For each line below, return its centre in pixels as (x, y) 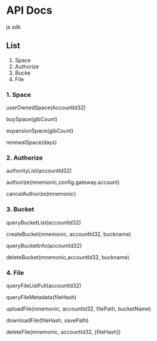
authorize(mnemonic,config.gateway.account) (63, 182)
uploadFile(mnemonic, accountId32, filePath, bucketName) (78, 309)
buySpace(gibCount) (32, 119)
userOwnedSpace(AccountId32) (46, 107)
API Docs (29, 10)
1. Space (19, 94)
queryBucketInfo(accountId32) (44, 245)
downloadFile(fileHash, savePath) (47, 320)
